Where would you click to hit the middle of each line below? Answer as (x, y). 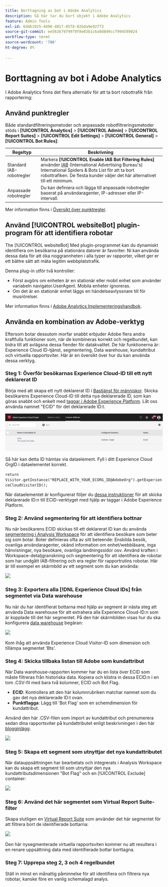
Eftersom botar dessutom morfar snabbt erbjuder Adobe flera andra (75, 334)
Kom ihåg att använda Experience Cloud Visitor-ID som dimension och (77, 643)
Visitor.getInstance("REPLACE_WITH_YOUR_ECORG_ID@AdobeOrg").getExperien (84, 480)
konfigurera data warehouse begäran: (44, 623)
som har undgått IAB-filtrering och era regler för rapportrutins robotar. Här (81, 561)
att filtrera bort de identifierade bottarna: (47, 824)
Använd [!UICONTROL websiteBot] (60, 225)
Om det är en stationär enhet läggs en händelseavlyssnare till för (79, 291)
